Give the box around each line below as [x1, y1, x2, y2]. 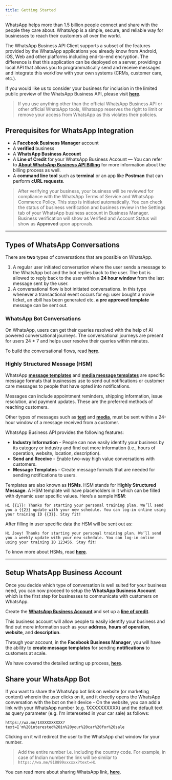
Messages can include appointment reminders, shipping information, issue [5, 393, 163, 399]
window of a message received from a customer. [16, 419, 119, 425]
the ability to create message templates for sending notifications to [5, 644, 150, 651]
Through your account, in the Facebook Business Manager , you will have [5, 639, 161, 645]
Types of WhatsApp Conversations [5, 240, 120, 249]
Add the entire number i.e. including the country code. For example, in [17, 749, 166, 755]
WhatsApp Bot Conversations [5, 315, 81, 322]
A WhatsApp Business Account [12, 151, 81, 157]
